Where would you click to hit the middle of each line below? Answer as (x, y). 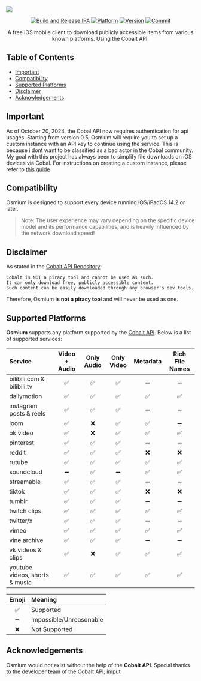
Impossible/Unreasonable (67, 620)
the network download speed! (58, 233)
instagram (23, 406)
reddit (17, 453)
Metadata (148, 362)
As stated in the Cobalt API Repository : (54, 267)
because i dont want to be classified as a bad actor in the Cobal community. (100, 150)
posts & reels (28, 414)
